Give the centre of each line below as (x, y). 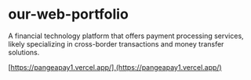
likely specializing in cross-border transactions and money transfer (116, 43)
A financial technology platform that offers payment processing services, (126, 36)
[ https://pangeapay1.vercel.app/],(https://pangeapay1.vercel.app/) (115, 67)
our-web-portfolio (69, 14)
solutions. (24, 52)
